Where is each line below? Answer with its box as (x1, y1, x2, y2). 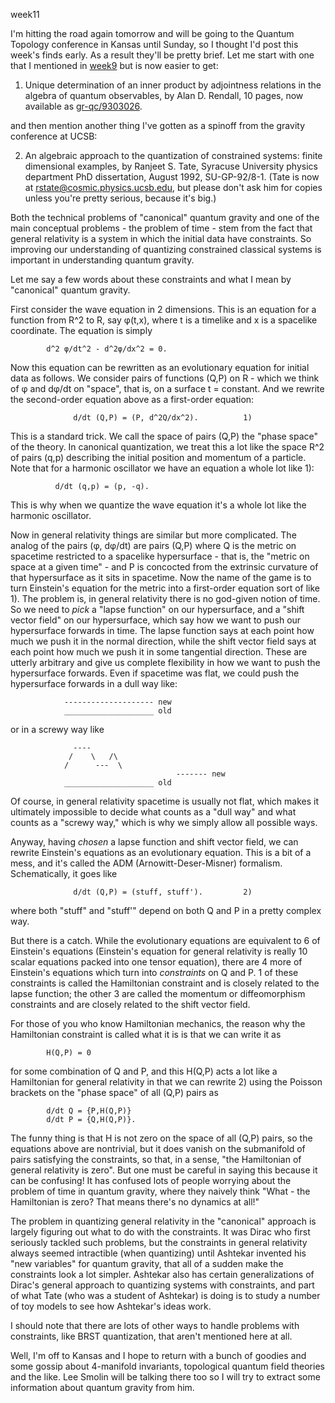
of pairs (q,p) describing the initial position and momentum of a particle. (10, 452, 307, 463)
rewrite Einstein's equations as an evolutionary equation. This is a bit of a (10, 847, 312, 858)
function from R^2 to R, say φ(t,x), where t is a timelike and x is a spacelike (10, 314, 318, 326)
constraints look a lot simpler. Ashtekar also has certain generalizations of (10, 1269, 315, 1280)
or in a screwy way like (10, 724, 105, 735)
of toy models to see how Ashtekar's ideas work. (10, 1300, 212, 1312)
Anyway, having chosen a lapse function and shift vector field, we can (10, 836, 299, 848)
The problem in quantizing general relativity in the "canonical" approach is (10, 1215, 317, 1227)
